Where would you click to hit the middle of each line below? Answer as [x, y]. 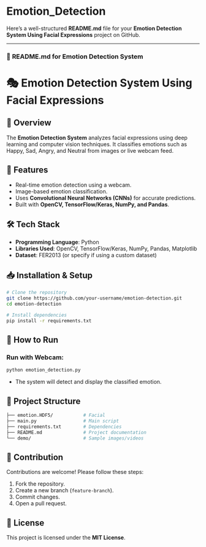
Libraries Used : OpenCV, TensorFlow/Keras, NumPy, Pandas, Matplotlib [106, 249]
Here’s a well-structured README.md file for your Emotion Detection [94, 28]
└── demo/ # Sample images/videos [75, 438]
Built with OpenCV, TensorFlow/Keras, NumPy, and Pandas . [92, 204]
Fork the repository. [40, 484]
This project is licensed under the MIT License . [66, 538]
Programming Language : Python [57, 242]
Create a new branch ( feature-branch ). [64, 491]
